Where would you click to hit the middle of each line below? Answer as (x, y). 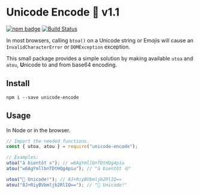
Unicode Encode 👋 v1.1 (63, 12)
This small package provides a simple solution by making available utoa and (100, 58)
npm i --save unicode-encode (43, 97)
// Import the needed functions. (48, 141)
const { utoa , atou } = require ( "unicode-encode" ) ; (72, 147)
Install (18, 84)
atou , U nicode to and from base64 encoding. (62, 65)
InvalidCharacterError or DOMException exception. (68, 47)
